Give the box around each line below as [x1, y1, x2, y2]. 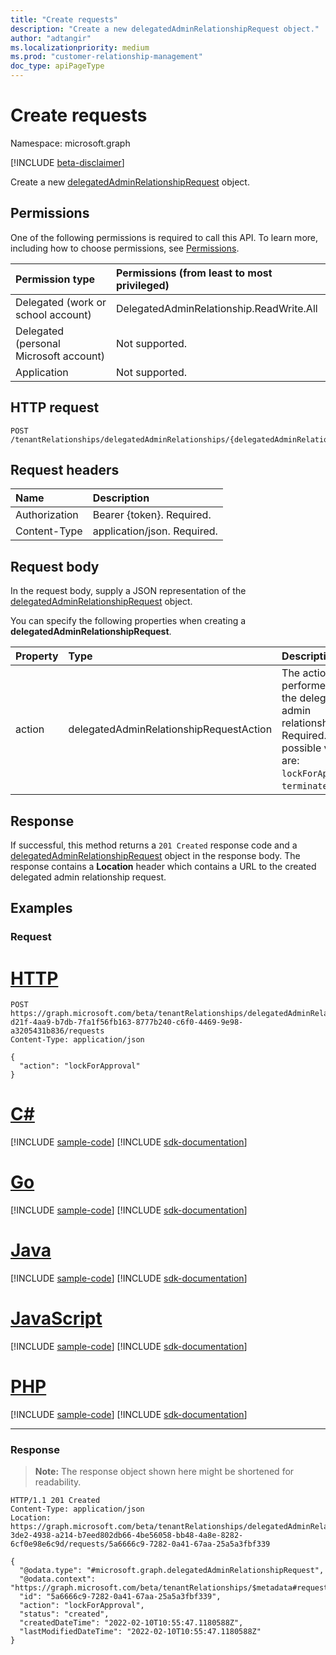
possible [281, 741, 322, 755]
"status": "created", [19, 1609, 110, 1620]
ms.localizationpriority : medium [10, 42, 150, 53]
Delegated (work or [15, 295, 107, 309]
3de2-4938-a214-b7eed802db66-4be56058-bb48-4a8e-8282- [10, 1531, 244, 1541]
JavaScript [10, 1307, 103, 1330]
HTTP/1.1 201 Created [10, 1496, 101, 1506]
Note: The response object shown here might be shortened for [34, 1466, 295, 1478]
